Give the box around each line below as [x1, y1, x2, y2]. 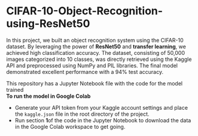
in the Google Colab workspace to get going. [14, 123, 126, 130]
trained [6, 86, 24, 93]
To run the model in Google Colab [6, 92, 91, 100]
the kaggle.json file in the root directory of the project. [14, 110, 150, 118]
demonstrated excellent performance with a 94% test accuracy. [6, 68, 163, 75]
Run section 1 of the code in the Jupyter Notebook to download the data [14, 116, 191, 123]
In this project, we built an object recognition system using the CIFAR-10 [6, 36, 184, 44]
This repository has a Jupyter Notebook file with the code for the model [6, 79, 183, 87]
